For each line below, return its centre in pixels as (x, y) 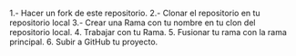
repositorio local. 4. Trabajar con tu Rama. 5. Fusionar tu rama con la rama (148, 32)
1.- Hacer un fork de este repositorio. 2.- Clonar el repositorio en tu (135, 13)
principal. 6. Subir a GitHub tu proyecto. (84, 42)
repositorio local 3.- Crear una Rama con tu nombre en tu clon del (133, 23)
